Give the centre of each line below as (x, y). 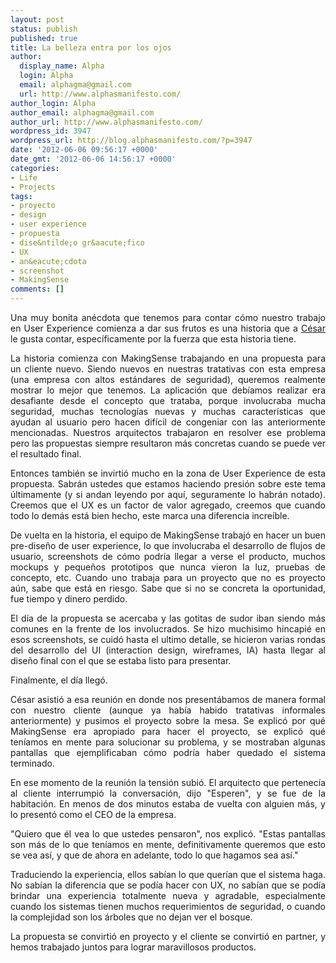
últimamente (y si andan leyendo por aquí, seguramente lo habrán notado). (168, 494)
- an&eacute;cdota (48, 261)
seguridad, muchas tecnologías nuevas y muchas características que (168, 411)
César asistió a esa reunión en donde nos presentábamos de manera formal (168, 699)
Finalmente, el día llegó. (59, 680)
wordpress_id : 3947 (51, 131)
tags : (21, 196)
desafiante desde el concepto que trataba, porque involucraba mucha (168, 400)
